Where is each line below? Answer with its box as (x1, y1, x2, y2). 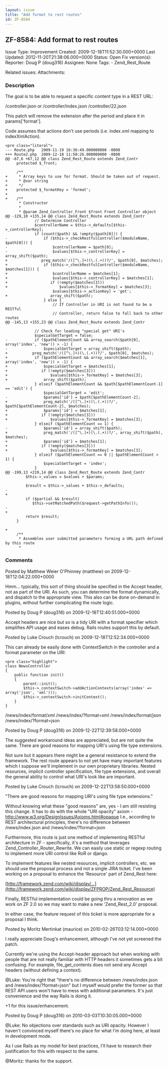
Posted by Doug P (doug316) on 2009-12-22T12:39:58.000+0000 (5, 727, 142, 733)
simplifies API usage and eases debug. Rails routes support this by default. (5, 624, 160, 630)
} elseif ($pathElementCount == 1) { (34, 421, 114, 426)
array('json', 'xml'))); (5, 690, 57, 695)
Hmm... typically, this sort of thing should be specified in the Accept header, (5, 583, 163, 590)
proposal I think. (5, 916, 39, 922)
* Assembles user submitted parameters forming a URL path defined (18, 536, 163, 542)
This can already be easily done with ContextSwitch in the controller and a (5, 644, 159, 650)
